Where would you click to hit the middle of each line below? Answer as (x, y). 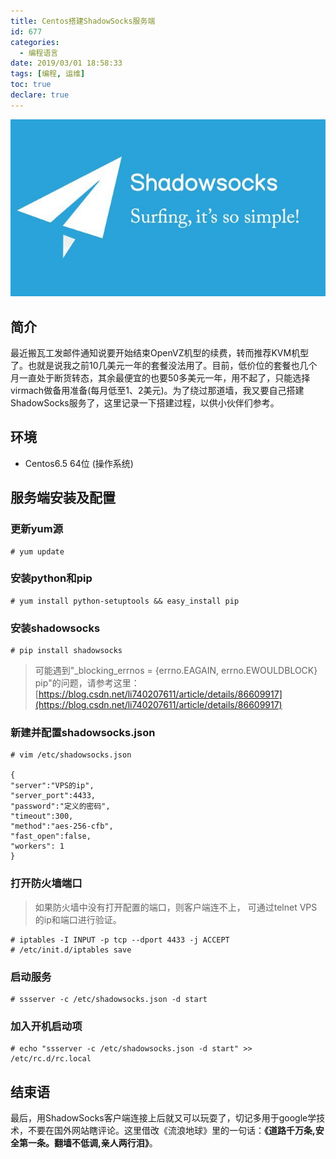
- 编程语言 (39, 53)
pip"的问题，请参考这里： (87, 683)
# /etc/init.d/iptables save (71, 950)
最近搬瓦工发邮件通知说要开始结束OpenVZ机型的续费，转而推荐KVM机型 (160, 353)
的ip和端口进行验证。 (78, 919)
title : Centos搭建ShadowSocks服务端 (83, 21)
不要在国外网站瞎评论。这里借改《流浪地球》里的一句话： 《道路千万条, (171, 1131)
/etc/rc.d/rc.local (51, 1059)
